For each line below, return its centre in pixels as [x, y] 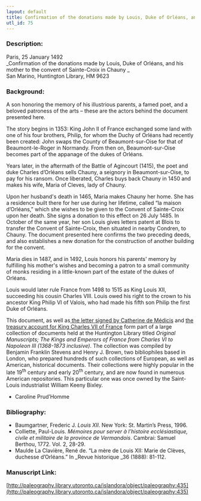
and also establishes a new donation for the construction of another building [100, 241]
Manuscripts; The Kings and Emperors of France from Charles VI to [90, 339]
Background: [25, 92]
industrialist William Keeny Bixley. [62, 385]
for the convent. [26, 247]
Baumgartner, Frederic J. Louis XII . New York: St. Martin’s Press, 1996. [101, 425]
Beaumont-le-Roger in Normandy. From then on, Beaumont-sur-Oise [91, 148]
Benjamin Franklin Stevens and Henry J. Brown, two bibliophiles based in [96, 352]
